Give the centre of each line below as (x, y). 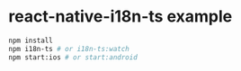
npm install (31, 40)
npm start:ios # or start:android (73, 57)
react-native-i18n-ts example (120, 17)
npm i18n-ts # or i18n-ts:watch (69, 49)
